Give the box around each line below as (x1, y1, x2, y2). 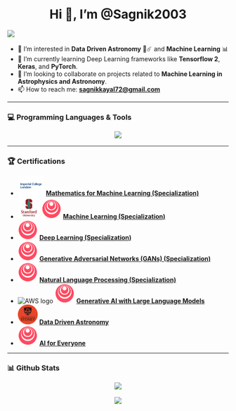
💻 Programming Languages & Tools (7, 112, 132, 122)
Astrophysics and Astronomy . (17, 77, 107, 85)
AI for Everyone (39, 339, 86, 347)
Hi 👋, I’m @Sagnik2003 (48, 6, 188, 23)
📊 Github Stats (7, 363, 60, 373)
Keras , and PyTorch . (17, 62, 78, 70)
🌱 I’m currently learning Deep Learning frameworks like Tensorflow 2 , (17, 54, 221, 63)
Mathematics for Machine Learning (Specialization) (45, 189, 199, 197)
